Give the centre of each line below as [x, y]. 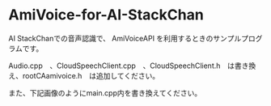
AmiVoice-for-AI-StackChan [106, 15]
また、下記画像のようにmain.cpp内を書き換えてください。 [105, 93]
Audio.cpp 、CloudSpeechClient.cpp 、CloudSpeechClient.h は [122, 66]
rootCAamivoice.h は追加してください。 [91, 75]
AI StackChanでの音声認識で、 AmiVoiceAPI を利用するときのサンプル [125, 38]
